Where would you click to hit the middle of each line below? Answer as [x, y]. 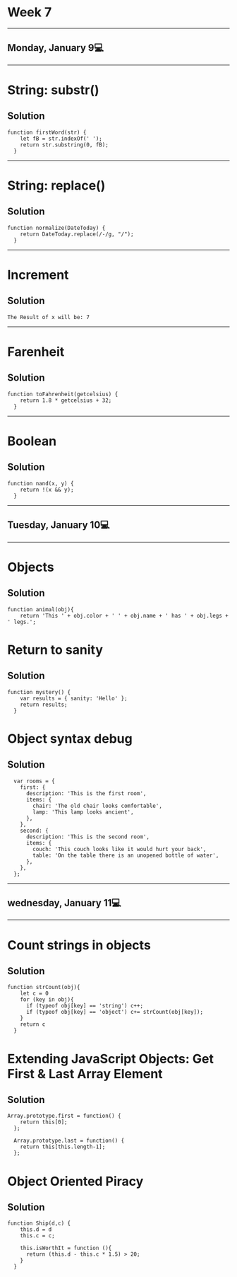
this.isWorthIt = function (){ [66, 1248]
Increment [38, 275]
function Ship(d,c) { [39, 1224]
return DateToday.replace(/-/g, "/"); [77, 234]
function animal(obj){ [41, 609]
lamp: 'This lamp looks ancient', [83, 812]
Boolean [32, 441]
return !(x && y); [47, 490]
